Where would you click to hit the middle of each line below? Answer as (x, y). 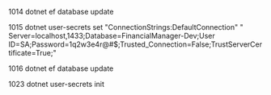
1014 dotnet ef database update (61, 12)
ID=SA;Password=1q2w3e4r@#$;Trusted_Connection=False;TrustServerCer (135, 44)
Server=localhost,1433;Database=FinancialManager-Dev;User (112, 36)
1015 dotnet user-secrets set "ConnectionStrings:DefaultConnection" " (126, 27)
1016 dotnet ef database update (61, 68)
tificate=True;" (32, 53)
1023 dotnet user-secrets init (57, 84)
